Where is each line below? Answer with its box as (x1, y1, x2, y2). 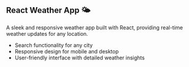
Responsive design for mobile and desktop (14, 48, 119, 55)
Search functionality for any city (14, 41, 93, 49)
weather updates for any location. (6, 30, 89, 37)
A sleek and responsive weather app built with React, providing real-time (6, 24, 183, 31)
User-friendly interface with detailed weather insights (14, 54, 145, 61)
